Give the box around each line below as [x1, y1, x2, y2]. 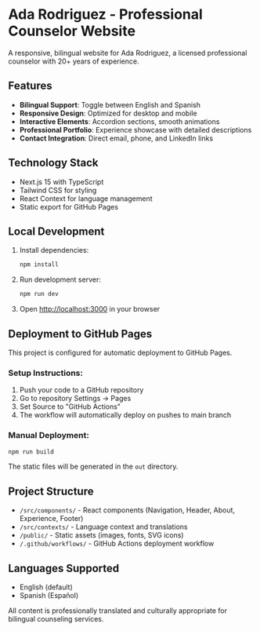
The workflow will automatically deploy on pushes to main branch [19, 410, 232, 420]
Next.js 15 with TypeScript [19, 177, 104, 186]
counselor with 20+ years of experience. [8, 57, 139, 66]
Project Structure [8, 484, 94, 498]
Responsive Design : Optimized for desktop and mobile [19, 108, 197, 118]
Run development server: [19, 275, 102, 284]
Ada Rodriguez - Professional [8, 5, 204, 24]
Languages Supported [8, 561, 120, 574]
